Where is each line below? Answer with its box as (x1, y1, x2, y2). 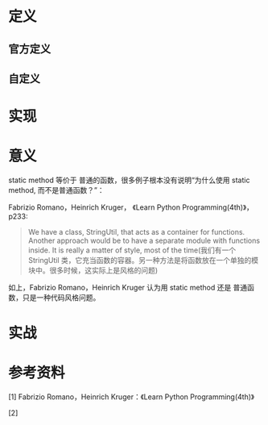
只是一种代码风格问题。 (22, 293, 101, 302)
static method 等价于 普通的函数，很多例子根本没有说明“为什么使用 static (8, 175, 250, 185)
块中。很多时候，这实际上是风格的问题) (27, 265, 159, 275)
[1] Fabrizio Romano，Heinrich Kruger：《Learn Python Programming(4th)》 (8, 392, 255, 402)
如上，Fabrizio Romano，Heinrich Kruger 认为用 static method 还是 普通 (8, 283, 248, 293)
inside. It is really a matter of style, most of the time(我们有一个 (27, 245, 237, 255)
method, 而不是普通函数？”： (8, 185, 105, 195)
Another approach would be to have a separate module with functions (27, 235, 260, 246)
